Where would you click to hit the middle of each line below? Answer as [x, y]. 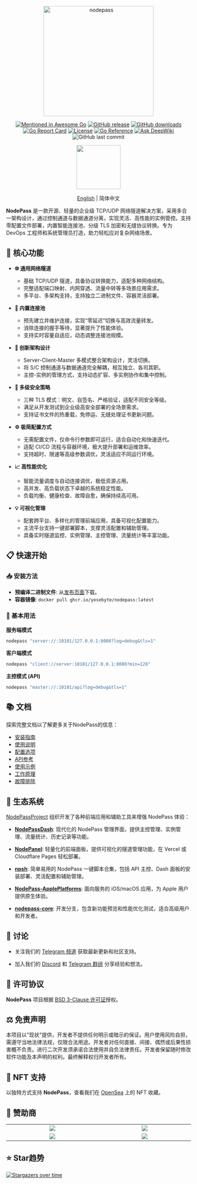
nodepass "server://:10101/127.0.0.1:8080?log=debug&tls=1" [81, 641]
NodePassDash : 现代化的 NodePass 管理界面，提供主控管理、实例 [95, 829]
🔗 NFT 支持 [26, 1077]
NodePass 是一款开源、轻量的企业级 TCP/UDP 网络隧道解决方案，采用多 [94, 211]
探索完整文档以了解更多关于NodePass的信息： [62, 725]
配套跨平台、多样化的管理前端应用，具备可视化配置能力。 [93, 520]
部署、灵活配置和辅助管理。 [53, 876]
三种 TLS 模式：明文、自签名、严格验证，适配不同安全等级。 [96, 399]
